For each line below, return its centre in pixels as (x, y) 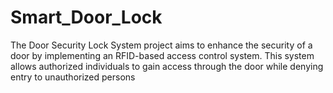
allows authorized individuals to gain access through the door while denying (167, 66)
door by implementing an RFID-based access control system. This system (162, 55)
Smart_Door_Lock (86, 17)
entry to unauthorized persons (73, 77)
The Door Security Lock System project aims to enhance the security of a (161, 45)
